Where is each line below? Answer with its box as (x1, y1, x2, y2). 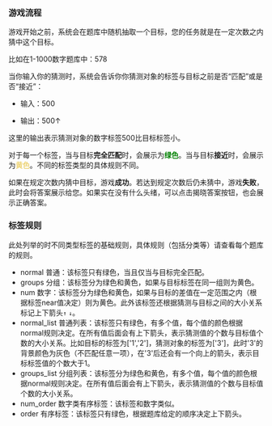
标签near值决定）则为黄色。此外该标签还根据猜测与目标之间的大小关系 (27, 297, 263, 307)
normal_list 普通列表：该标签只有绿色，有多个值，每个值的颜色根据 (19, 318, 244, 327)
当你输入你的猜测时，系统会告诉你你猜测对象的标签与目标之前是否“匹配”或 (8, 71, 257, 82)
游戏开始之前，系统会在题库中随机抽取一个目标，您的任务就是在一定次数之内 (8, 27, 264, 37)
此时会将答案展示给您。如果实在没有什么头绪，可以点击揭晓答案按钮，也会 (8, 188, 257, 197)
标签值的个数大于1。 (27, 358, 95, 368)
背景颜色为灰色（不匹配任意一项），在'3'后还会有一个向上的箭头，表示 (19, 348, 253, 357)
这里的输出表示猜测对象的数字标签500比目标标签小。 (8, 133, 185, 143)
